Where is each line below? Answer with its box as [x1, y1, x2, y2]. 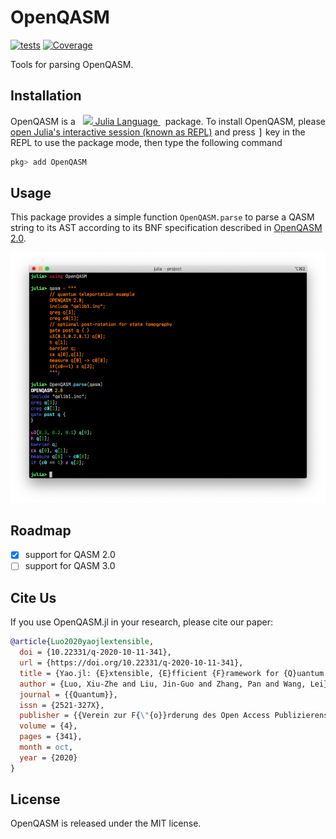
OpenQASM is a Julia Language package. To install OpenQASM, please [10, 115, 326, 127]
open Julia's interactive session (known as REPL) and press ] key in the [10, 126, 306, 138]
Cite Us [10, 589, 57, 606]
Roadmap [10, 522, 72, 539]
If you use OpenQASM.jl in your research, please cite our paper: [10, 616, 273, 628]
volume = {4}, [19, 721, 78, 731]
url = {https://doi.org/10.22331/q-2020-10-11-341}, [19, 658, 244, 668]
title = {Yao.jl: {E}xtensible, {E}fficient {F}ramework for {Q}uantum [19, 668, 325, 678]
